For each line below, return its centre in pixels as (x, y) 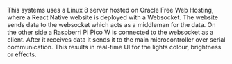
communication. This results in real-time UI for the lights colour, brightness (114, 47)
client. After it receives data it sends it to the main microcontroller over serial (116, 40)
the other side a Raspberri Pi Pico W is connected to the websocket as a (110, 32)
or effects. (22, 54)
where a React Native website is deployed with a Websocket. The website (113, 17)
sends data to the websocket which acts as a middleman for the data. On (111, 25)
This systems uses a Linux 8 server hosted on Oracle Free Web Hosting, (110, 10)
